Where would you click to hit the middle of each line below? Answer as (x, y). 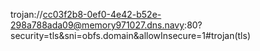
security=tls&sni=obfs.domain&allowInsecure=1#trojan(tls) (131, 35)
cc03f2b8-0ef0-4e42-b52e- (102, 14)
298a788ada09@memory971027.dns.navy (97, 25)
